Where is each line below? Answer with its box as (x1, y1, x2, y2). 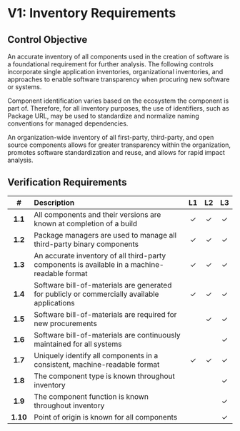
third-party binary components (34, 239, 139, 249)
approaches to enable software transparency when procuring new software (7, 75, 230, 83)
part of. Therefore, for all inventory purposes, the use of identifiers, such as (7, 104, 230, 112)
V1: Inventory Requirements (7, 5, 176, 21)
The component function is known (34, 391, 149, 401)
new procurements (34, 318, 98, 328)
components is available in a (34, 259, 129, 269)
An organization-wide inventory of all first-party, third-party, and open (7, 133, 214, 141)
